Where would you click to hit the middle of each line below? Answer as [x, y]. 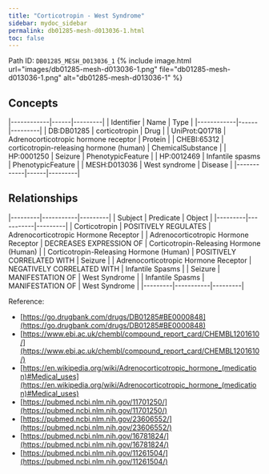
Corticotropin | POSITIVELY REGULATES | [143, 226]
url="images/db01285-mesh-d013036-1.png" [83, 70]
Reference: [26, 301]
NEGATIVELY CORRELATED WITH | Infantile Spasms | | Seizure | [114, 268]
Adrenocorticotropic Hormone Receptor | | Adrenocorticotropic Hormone [129, 235]
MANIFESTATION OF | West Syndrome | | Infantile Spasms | [106, 277]
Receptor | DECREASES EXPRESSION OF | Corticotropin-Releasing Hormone [134, 243]
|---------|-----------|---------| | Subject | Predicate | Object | [110, 218]
